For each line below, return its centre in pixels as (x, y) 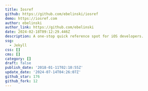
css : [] (13, 50)
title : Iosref (19, 9)
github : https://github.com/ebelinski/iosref (52, 14)
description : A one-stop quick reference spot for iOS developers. (74, 37)
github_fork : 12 (21, 81)
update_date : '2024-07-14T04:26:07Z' (43, 72)
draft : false (18, 63)
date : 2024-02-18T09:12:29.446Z (37, 32)
